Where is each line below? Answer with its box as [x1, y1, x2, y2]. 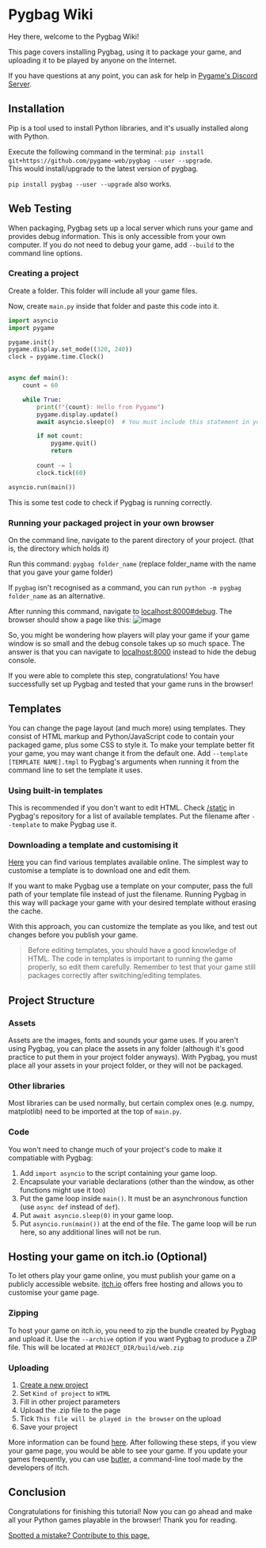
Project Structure [8, 993, 95, 1007]
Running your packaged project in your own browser [8, 517, 215, 528]
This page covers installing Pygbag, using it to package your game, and [8, 47, 241, 56]
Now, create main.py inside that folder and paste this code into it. [8, 301, 219, 310]
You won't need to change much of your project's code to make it [8, 1144, 222, 1154]
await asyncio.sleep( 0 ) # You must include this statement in [36, 418, 249, 426]
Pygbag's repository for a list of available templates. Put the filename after [8, 811, 250, 821]
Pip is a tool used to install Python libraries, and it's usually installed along [8, 123, 249, 132]
